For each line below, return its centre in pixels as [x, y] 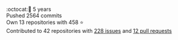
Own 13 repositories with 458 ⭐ [45, 22]
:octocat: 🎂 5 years [29, 9]
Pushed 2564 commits [34, 16]
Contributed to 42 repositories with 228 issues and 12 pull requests [89, 31]
